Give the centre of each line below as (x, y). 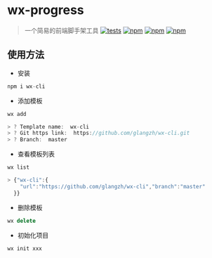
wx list (19, 167)
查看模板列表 (36, 154)
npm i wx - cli (26, 86)
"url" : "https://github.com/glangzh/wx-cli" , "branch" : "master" (113, 186)
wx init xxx (25, 248)
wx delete (22, 221)
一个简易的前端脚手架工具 (61, 30)
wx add (17, 114)
